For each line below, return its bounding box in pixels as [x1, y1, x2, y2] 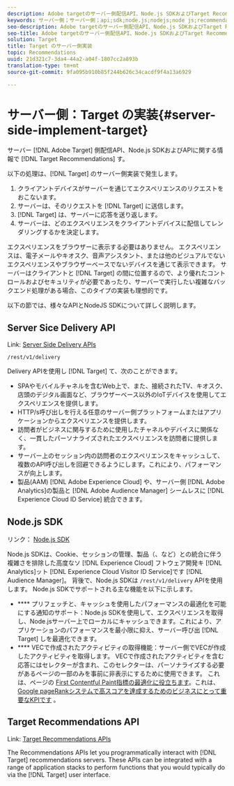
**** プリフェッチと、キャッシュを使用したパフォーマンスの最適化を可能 [17, 600, 226, 608]
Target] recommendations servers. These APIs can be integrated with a [7, 755, 212, 764]
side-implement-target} [7, 122, 148, 138]
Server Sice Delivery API [7, 322, 116, 333]
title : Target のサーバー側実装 [7, 43, 93, 50]
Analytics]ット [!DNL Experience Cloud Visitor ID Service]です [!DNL [7, 568, 203, 576]
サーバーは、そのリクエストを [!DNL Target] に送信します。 [17, 202, 188, 210]
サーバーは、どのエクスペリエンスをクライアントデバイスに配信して [17, 219, 212, 227]
